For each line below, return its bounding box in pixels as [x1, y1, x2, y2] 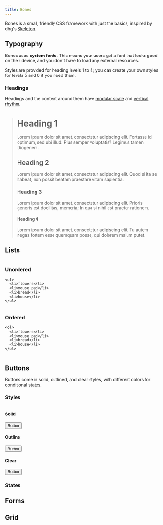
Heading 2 [17, 159, 49, 167]
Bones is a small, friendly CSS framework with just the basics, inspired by [5, 20, 152, 26]
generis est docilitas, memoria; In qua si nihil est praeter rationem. [17, 205, 150, 211]
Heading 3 [17, 188, 42, 195]
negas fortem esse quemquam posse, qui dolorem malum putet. [17, 232, 145, 238]
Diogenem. [17, 144, 39, 150]
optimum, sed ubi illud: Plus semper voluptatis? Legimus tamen [17, 139, 144, 145]
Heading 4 [17, 216, 39, 222]
